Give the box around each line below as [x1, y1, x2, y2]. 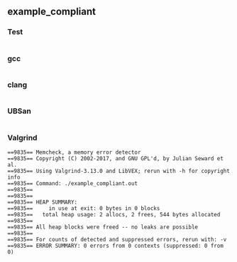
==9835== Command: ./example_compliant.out [7, 179, 138, 187]
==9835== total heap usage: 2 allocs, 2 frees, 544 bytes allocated [7, 211, 221, 218]
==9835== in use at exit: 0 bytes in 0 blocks [7, 204, 160, 212]
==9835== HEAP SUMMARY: [7, 199, 78, 206]
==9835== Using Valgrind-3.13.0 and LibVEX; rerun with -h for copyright [7, 167, 231, 174]
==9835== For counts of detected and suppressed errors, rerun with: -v [7, 236, 227, 243]
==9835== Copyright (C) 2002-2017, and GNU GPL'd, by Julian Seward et [7, 154, 224, 162]
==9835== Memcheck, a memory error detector [7, 149, 141, 156]
